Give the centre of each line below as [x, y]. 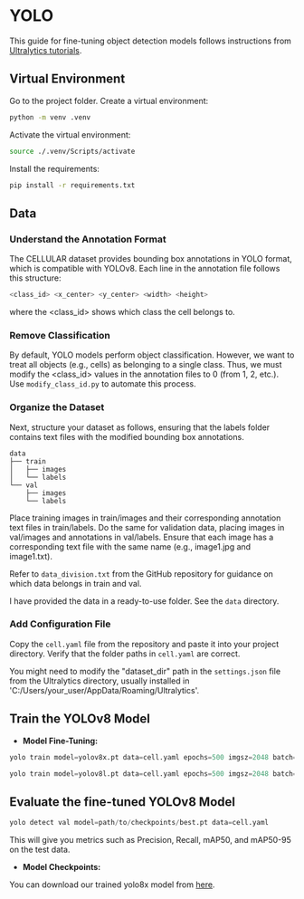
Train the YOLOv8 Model [80, 719]
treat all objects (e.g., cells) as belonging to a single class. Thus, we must [146, 365]
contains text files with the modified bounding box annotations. [127, 436]
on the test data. [40, 850]
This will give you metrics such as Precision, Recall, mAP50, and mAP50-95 [151, 840]
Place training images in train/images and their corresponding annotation [145, 518]
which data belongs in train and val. [76, 583]
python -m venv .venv [50, 117]
